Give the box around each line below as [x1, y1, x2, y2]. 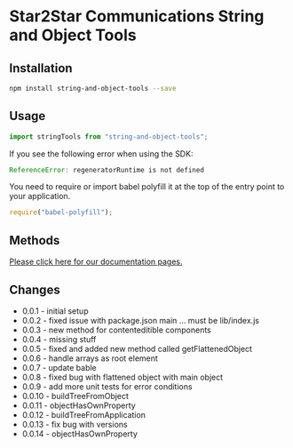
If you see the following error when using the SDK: [9, 148, 194, 159]
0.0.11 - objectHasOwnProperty [21, 400, 136, 411]
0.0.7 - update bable [21, 362, 98, 372]
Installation [9, 60, 73, 76]
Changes [9, 282, 60, 297]
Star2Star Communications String [9, 6, 265, 27]
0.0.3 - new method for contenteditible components [21, 324, 211, 335]
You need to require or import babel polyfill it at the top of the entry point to [9, 181, 285, 192]
